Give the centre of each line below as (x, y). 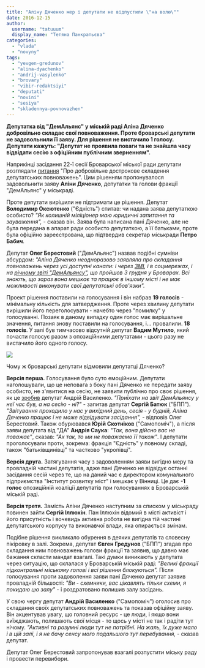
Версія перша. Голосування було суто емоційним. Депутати (86, 378)
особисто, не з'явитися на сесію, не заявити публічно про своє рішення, (102, 391)
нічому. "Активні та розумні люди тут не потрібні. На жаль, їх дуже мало (102, 627)
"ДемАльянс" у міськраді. (41, 190)
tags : (13, 58)
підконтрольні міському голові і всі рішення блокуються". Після (90, 569)
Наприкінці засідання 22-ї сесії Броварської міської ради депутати (94, 164)
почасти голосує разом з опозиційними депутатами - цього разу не (95, 336)
